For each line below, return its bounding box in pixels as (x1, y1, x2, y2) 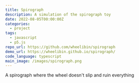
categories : (5, 21, 30, 26)
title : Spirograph (5, 7, 44, 12)
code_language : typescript (5, 53, 62, 59)
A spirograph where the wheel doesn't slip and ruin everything (5, 72, 134, 78)
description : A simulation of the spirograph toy (5, 12, 111, 17)
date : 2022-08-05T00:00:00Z (5, 16, 64, 21)
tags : (5, 30, 17, 35)
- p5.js (10, 40, 26, 45)
